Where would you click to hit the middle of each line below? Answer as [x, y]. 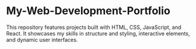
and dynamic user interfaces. [42, 40]
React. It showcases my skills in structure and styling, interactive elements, [98, 33]
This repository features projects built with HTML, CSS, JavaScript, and [94, 27]
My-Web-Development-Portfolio [88, 11]
